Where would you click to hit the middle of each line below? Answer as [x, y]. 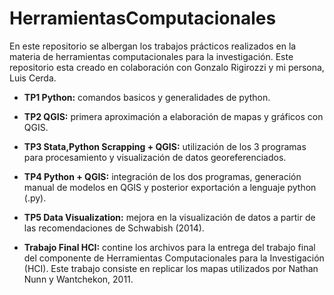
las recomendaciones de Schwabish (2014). [114, 228]
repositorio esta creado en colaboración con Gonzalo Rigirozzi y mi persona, [167, 67]
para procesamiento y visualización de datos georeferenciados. [155, 157]
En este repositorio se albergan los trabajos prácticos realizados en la [153, 46]
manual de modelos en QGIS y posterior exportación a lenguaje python [170, 187]
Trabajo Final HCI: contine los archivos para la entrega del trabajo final [169, 247]
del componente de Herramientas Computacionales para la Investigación [174, 258]
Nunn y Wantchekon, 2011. [78, 279]
